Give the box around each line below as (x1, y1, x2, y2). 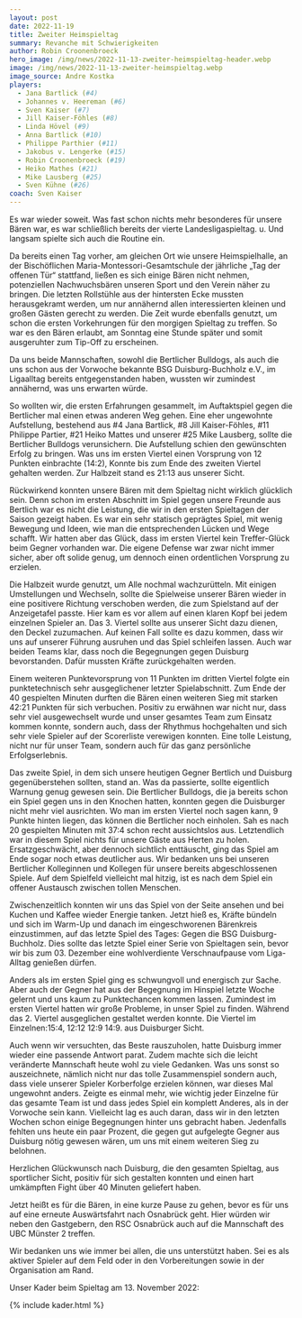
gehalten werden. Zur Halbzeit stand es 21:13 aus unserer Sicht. (9, 468, 245, 478)
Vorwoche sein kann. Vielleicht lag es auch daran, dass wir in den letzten (9, 1107, 280, 1118)
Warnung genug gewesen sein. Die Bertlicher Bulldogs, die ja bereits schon (9, 786, 289, 797)
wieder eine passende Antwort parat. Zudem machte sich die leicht (9, 1049, 258, 1060)
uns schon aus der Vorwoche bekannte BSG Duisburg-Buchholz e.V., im (9, 364, 276, 374)
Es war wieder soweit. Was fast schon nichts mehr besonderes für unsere (9, 214, 282, 224)
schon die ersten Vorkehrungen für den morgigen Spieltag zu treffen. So (9, 317, 278, 328)
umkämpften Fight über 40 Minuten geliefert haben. (9, 1182, 201, 1193)
